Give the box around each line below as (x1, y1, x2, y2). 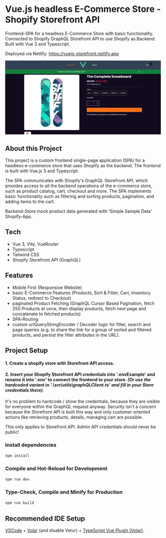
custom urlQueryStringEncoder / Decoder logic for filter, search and (12, 321, 151, 327)
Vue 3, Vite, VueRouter (12, 241, 59, 247)
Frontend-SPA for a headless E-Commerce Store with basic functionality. (5, 30, 154, 36)
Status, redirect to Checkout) (12, 295, 72, 301)
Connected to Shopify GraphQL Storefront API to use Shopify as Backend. (5, 36, 156, 42)
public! (5, 429, 19, 435)
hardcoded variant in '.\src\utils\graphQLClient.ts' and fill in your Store (5, 382, 154, 388)
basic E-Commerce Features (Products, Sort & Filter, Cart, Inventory (12, 289, 151, 296)
